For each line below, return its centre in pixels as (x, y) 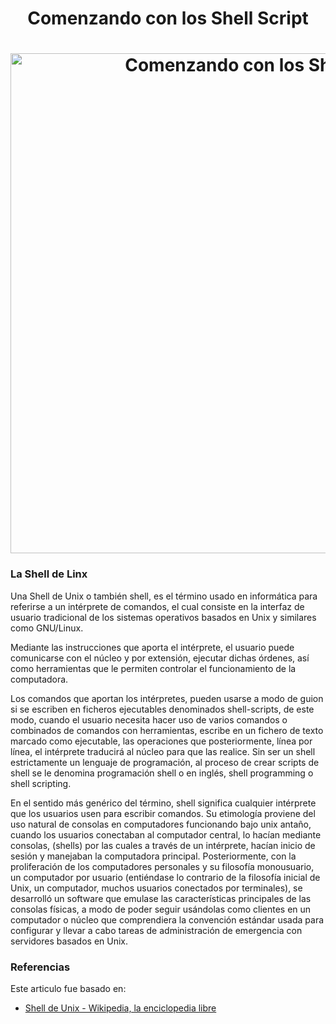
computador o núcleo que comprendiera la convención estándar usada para (167, 919)
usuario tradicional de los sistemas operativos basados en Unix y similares (163, 617)
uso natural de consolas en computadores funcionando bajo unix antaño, (161, 824)
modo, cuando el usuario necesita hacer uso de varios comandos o (149, 719)
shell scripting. (41, 783)
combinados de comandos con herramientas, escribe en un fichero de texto (167, 730)
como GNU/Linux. (47, 628)
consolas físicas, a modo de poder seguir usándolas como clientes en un (161, 909)
